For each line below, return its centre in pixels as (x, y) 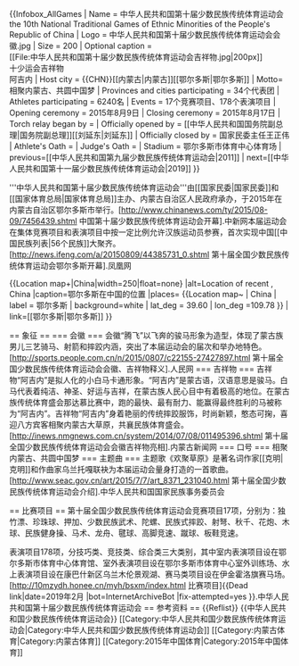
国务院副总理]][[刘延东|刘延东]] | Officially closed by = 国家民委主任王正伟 (154, 135)
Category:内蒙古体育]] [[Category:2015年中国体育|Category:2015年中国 (150, 641)
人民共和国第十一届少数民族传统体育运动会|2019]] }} (105, 168)
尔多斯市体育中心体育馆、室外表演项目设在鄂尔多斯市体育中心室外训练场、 (145, 563)
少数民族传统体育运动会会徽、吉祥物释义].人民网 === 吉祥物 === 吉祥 (145, 369)
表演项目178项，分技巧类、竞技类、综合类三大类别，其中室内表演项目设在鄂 (148, 552)
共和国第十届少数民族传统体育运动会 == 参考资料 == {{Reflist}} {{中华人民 (144, 608)
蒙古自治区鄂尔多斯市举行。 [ (69, 210)
